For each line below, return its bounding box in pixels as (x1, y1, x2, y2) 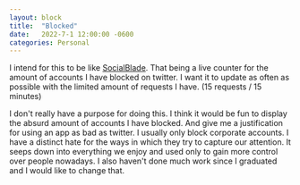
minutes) (9, 91, 42, 102)
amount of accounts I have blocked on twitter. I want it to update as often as (9, 72, 289, 83)
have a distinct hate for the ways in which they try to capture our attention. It (9, 137, 291, 147)
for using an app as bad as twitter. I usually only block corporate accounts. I (9, 127, 289, 139)
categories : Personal (9, 38, 90, 47)
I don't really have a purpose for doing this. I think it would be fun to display (9, 108, 288, 119)
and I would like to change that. (9, 165, 125, 176)
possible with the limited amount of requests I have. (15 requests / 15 (9, 81, 262, 92)
